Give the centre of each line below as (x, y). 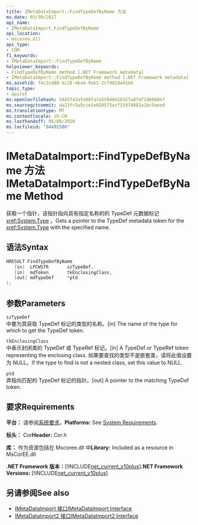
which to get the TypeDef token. (45, 330)
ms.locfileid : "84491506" (38, 127)
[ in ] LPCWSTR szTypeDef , (54, 267)
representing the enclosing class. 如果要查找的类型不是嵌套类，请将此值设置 (99, 355)
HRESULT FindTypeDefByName (39, 261)
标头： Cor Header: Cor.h (36, 435)
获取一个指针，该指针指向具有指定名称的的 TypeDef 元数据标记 (83, 213)
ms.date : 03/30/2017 (32, 17)
